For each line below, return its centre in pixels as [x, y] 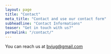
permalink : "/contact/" [29, 32]
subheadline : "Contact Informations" [44, 23]
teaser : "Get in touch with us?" [39, 28]
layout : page [18, 10]
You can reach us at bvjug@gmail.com [44, 46]
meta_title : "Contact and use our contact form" [56, 19]
